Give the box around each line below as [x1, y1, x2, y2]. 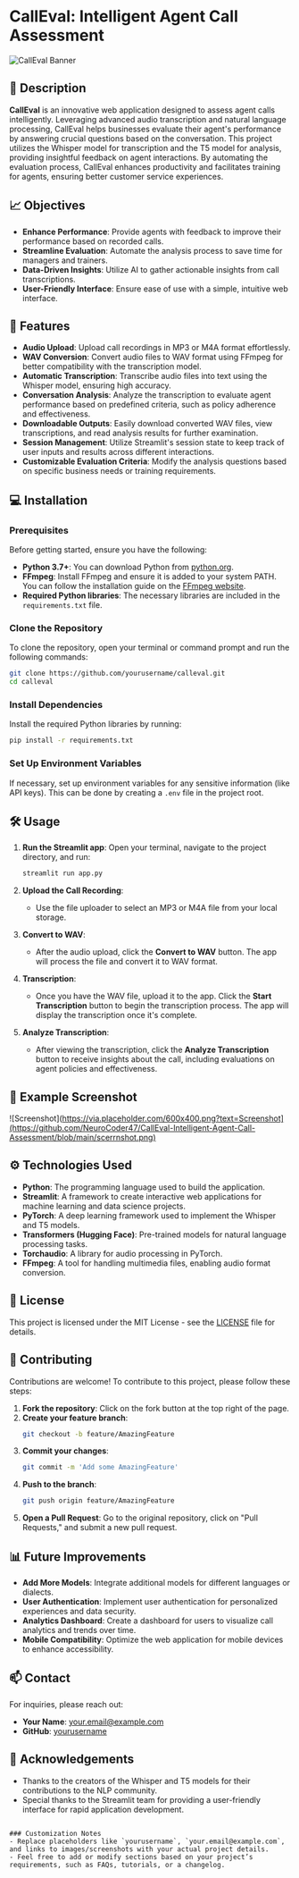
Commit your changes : [21, 1445, 109, 1456]
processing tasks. [21, 1238, 87, 1249]
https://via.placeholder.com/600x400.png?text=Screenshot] [62, 1113, 284, 1124]
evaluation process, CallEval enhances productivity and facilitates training [9, 161, 281, 172]
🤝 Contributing [9, 1352, 93, 1368]
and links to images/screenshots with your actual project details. [9, 1844, 270, 1854]
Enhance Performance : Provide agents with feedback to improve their [21, 226, 282, 237]
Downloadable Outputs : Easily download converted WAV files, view [21, 418, 273, 429]
